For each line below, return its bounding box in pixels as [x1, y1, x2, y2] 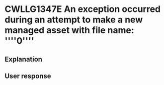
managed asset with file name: [4, 25, 135, 36]
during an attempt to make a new [4, 14, 143, 25]
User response [4, 72, 51, 80]
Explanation [4, 55, 43, 63]
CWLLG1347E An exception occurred [4, 3, 161, 15]
